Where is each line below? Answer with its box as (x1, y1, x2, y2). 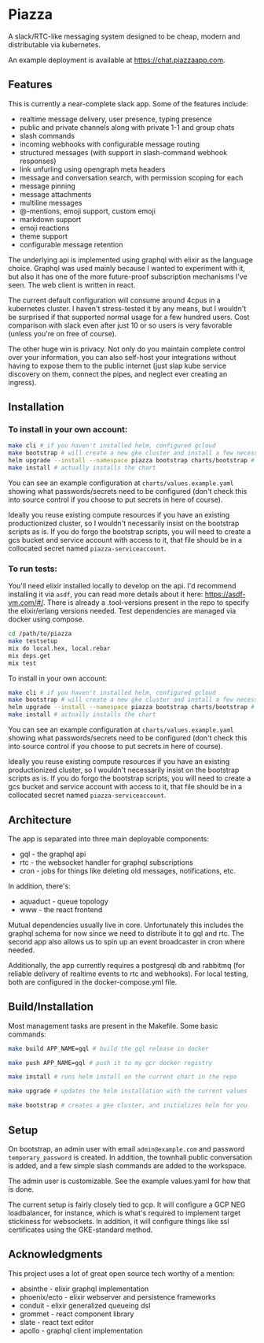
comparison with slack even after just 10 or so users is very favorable (8, 321, 233, 330)
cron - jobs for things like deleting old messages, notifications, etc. (19, 866, 236, 875)
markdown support (19, 214, 82, 224)
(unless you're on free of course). (8, 328, 117, 338)
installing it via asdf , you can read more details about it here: (8, 589, 203, 599)
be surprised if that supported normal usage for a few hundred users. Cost (8, 312, 250, 321)
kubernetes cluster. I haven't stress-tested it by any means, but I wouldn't (8, 303, 247, 313)
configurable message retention (19, 239, 123, 249)
